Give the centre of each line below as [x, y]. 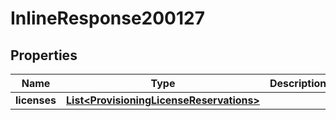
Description [298, 83]
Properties [44, 55]
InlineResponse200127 [107, 18]
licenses [36, 100]
